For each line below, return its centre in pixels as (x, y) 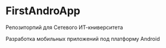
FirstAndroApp (43, 11)
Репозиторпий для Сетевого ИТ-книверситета (64, 27)
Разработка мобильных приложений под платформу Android (83, 39)
